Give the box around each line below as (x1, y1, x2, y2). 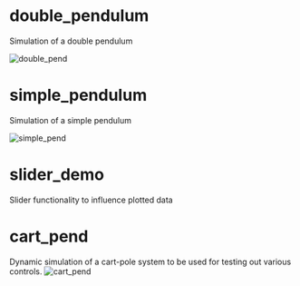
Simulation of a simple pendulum (9, 114, 131, 125)
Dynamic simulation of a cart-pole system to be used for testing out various (9, 256, 292, 267)
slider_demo (9, 164, 104, 185)
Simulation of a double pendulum (9, 35, 133, 46)
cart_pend (9, 226, 89, 246)
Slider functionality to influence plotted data (9, 194, 174, 205)
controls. (9, 265, 43, 277)
